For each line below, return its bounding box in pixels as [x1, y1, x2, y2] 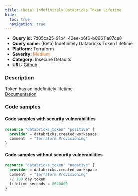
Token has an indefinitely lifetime [5, 86, 73, 92]
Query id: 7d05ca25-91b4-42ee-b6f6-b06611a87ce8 [12, 35, 122, 41]
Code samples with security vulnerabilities [5, 116, 96, 122]
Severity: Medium [12, 51, 50, 57]
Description [5, 74, 34, 81]
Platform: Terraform [12, 46, 54, 52]
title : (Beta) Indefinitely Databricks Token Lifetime [5, 7, 122, 13]
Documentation [5, 91, 37, 97]
